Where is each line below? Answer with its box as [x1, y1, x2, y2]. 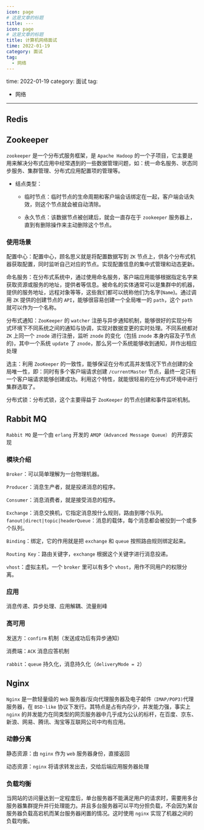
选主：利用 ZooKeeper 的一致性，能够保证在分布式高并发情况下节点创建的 [6, 360, 188, 367]
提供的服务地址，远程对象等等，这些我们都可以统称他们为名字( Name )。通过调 [6, 289, 197, 296]
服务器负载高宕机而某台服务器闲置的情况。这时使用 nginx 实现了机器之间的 [6, 810, 193, 817]
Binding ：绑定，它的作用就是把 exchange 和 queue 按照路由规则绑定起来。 [6, 537, 189, 545]
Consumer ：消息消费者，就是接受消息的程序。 [6, 496, 119, 503]
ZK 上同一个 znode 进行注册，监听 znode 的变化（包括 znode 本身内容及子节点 [6, 332, 196, 339]
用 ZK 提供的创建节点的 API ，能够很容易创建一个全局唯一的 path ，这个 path [6, 296, 193, 303]
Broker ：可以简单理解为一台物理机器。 [6, 470, 103, 478]
